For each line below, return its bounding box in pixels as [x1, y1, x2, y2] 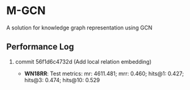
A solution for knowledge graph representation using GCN [6, 24, 153, 31]
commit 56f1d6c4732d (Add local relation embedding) [15, 58, 152, 65]
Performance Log [6, 42, 75, 52]
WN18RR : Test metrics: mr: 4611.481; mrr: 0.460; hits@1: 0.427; [24, 70, 185, 77]
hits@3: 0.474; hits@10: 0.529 [24, 76, 100, 83]
